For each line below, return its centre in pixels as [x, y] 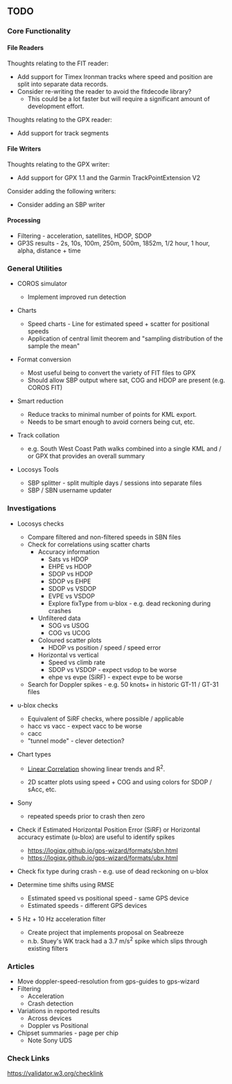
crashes [60, 610]
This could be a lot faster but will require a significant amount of [118, 98]
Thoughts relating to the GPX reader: [60, 119]
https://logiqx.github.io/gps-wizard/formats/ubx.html [103, 858]
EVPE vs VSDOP [72, 596]
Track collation [38, 436]
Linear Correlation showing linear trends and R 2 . [96, 768]
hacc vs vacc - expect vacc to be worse [85, 726]
